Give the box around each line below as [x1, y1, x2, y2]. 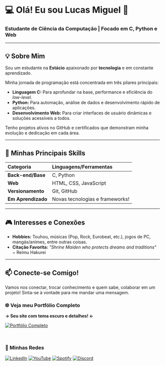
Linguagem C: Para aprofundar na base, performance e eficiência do [12, 89, 153, 95]
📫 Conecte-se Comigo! [5, 269, 79, 277]
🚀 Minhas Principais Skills [5, 149, 85, 157]
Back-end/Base [7, 172, 46, 179]
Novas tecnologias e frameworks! [52, 196, 130, 202]
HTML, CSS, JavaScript [52, 180, 107, 187]
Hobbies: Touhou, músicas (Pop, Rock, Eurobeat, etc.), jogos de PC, [12, 233, 151, 239]
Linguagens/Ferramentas [52, 164, 113, 170]
